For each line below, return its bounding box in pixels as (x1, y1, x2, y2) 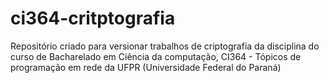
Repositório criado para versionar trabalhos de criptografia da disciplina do (10, 40, 320, 52)
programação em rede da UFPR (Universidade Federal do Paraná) (10, 61, 282, 73)
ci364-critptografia (10, 7, 176, 30)
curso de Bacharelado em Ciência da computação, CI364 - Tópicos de (10, 50, 302, 62)
